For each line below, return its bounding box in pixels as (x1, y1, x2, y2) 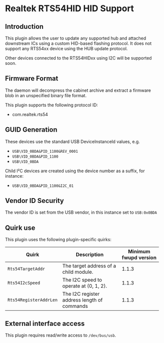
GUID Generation (5, 125, 58, 134)
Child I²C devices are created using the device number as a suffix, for (5, 168, 145, 174)
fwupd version (122, 254, 157, 261)
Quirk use (5, 223, 36, 232)
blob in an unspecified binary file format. (5, 92, 87, 98)
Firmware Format (5, 74, 59, 83)
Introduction (5, 22, 44, 31)
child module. (62, 269, 94, 276)
